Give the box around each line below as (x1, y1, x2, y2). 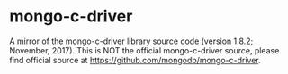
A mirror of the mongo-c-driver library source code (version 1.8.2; (9, 36, 254, 46)
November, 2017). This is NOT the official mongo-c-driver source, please (9, 45, 280, 55)
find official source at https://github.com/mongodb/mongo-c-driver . (9, 54, 261, 65)
